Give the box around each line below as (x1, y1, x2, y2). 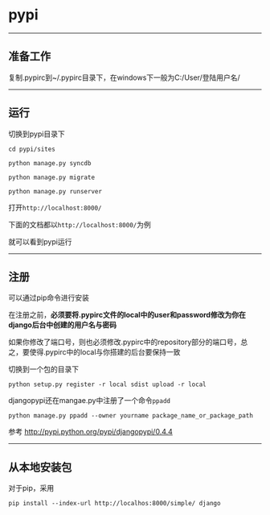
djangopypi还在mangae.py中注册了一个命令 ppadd (8, 396, 171, 405)
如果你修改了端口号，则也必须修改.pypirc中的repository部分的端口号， (8, 337, 241, 347)
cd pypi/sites (8, 145, 56, 153)
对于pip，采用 (8, 484, 55, 493)
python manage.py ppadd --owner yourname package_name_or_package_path (8, 412, 253, 420)
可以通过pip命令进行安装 (8, 293, 90, 303)
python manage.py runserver (8, 187, 103, 195)
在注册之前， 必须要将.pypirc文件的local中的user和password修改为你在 (8, 310, 247, 320)
